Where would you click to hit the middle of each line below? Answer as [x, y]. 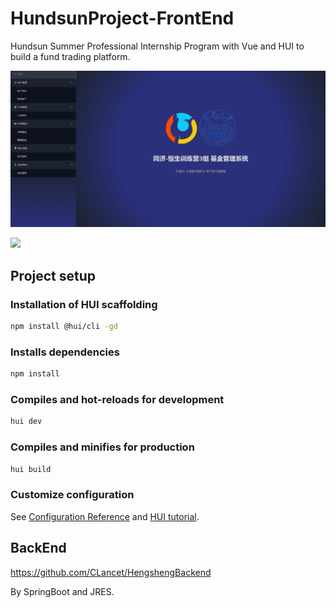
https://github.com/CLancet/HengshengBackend [111, 572]
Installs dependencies [65, 352]
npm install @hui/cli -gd [64, 327]
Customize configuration [72, 495]
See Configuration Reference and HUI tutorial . [105, 516]
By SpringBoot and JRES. [62, 591]
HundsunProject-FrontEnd [122, 18]
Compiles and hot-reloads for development [117, 400]
